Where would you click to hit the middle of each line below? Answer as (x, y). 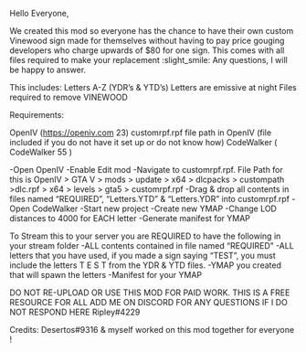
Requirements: (37, 115)
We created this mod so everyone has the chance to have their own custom (152, 31)
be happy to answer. (48, 69)
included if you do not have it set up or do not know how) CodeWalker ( (143, 142)
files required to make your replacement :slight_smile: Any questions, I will (148, 60)
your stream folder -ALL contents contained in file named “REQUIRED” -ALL (152, 245)
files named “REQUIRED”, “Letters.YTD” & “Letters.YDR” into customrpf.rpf (150, 199)
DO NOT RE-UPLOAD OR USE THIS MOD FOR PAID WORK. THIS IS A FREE (150, 293)
